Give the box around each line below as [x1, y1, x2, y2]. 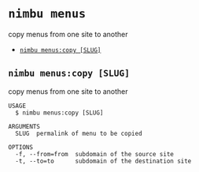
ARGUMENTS [8, 122, 41, 130]
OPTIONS [8, 143, 34, 151]
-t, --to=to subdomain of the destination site [15, 157, 192, 165]
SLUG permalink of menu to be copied [15, 129, 143, 137]
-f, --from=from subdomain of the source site [15, 150, 175, 158]
